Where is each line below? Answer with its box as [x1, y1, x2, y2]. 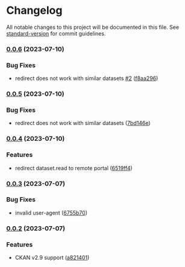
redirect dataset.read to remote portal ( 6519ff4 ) [14, 164, 133, 171]
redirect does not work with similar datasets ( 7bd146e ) [14, 120, 151, 127]
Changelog [6, 4, 63, 17]
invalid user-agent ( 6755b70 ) [14, 209, 87, 216]
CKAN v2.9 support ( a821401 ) [14, 254, 90, 262]
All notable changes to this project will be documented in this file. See [6, 23, 180, 31]
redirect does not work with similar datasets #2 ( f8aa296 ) [14, 75, 158, 82]
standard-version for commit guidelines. [6, 29, 106, 37]
